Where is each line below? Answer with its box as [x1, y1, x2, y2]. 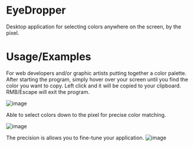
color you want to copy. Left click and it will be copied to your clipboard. [6, 82, 182, 89]
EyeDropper [6, 4, 66, 17]
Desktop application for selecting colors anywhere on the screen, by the [6, 23, 182, 30]
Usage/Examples [6, 50, 91, 64]
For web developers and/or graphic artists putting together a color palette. [6, 69, 187, 77]
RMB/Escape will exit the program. [6, 88, 90, 95]
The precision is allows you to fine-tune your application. [6, 134, 144, 141]
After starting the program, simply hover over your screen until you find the [6, 76, 189, 83]
